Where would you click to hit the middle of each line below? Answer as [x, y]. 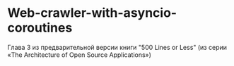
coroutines [40, 28]
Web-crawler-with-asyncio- [92, 13]
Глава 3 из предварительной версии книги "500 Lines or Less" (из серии [117, 47]
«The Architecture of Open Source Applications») [80, 55]
